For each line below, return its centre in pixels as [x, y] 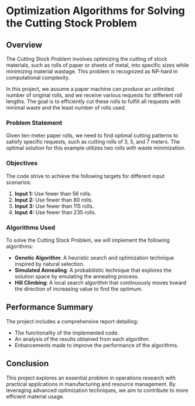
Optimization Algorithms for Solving [96, 11]
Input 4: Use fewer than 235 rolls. [55, 212]
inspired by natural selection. [49, 264]
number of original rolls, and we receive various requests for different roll [94, 95]
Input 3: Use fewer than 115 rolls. [54, 206]
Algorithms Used [31, 227]
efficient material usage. [35, 396]
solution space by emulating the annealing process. [77, 276]
